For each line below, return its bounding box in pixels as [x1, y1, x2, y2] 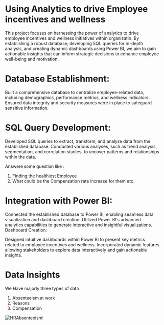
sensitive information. [5, 105, 49, 111]
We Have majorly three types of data [5, 285, 79, 291]
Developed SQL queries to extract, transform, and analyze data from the [5, 138, 151, 144]
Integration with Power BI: [5, 195, 113, 206]
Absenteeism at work [12, 295, 55, 301]
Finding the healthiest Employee [12, 173, 77, 179]
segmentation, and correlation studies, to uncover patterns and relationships [5, 148, 160, 155]
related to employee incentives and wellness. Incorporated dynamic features [5, 241, 160, 248]
